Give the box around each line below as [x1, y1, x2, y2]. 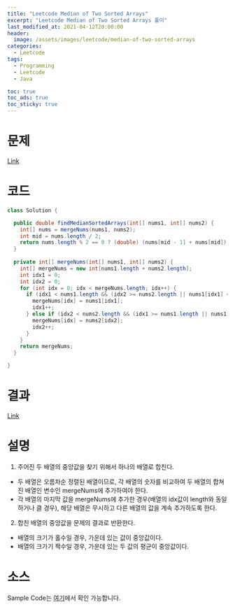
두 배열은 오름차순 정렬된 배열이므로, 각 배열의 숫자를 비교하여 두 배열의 [17, 477, 212, 486]
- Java [13, 75, 33, 83]
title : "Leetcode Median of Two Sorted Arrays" [7, 10, 149, 17]
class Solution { [7, 207, 58, 214]
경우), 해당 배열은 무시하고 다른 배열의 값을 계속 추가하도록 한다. [43, 503, 218, 512]
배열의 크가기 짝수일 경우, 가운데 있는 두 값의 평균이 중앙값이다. [17, 542, 190, 550]
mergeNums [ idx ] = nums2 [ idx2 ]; [32, 317, 124, 324]
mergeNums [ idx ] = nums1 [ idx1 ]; [32, 298, 124, 305]
